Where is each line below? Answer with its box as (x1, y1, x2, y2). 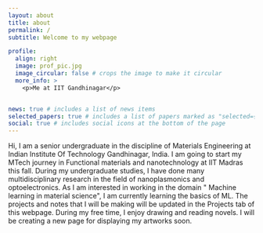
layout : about (8, 11, 55, 20)
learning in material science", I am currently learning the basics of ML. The (8, 191, 248, 201)
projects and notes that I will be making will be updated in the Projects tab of (8, 199, 255, 209)
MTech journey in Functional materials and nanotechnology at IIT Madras (8, 158, 243, 167)
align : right (15, 55, 58, 63)
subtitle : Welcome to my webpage (8, 33, 117, 42)
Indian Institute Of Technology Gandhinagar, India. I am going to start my (8, 150, 243, 159)
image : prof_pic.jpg (15, 62, 82, 71)
